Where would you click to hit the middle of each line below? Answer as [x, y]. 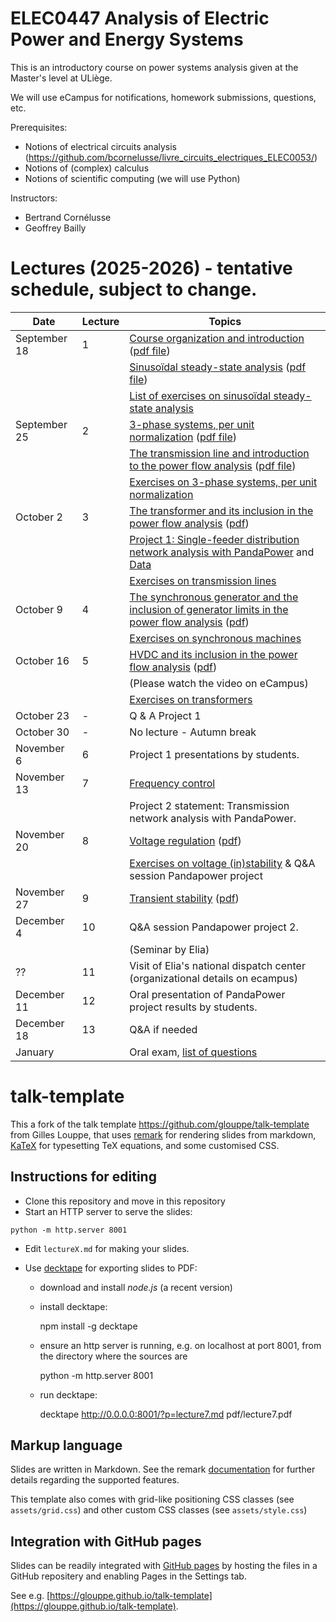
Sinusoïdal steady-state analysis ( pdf [218, 367]
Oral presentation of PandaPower [207, 994]
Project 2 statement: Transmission [209, 805]
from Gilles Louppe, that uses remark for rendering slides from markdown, [163, 1134]
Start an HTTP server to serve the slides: [108, 1211]
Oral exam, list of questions [193, 1052]
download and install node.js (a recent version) [136, 1287]
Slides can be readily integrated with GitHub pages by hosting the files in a [164, 1566]
